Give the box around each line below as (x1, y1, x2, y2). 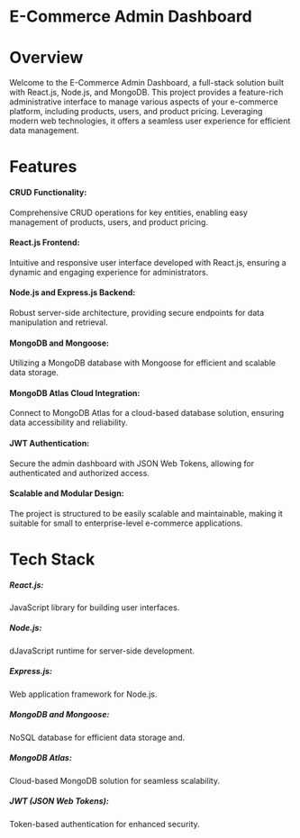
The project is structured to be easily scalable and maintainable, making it (9, 508, 284, 518)
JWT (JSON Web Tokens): (9, 796, 110, 806)
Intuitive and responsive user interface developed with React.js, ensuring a (9, 257, 286, 267)
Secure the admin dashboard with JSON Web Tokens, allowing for (9, 457, 255, 469)
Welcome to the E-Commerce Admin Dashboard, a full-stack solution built (9, 77, 285, 88)
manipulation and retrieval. (9, 317, 108, 328)
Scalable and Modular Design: (9, 488, 124, 499)
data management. (9, 125, 79, 136)
